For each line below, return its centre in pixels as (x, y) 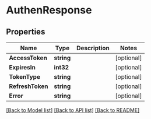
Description (93, 48)
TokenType (25, 77)
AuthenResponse (49, 10)
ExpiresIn (22, 67)
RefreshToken (29, 86)
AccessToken (28, 58)
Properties (26, 32)
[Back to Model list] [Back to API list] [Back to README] (73, 110)
